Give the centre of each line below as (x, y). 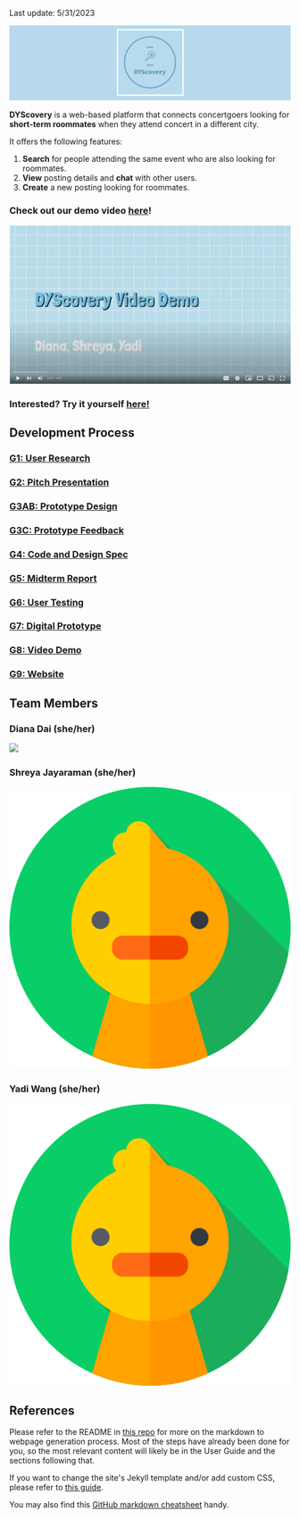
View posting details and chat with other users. (110, 178)
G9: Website (37, 675)
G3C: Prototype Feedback (67, 530)
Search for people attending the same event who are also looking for (149, 159)
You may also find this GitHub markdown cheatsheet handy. (119, 1505)
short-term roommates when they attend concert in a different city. (134, 124)
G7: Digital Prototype (55, 626)
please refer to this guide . (57, 1488)
